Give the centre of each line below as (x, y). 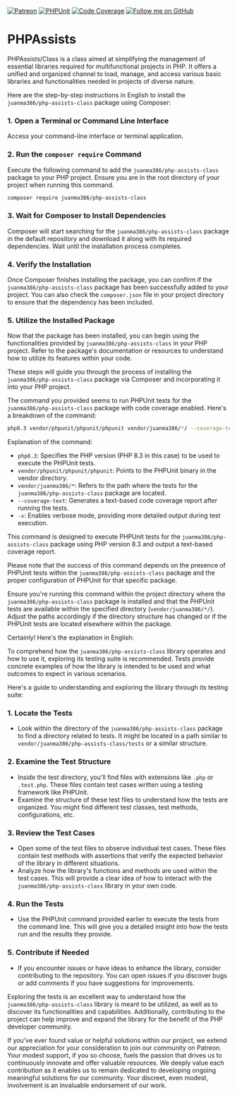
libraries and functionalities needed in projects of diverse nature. (101, 81)
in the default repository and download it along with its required (99, 238)
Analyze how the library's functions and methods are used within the (117, 871)
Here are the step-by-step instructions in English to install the (96, 94)
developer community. (40, 1027)
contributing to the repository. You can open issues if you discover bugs (122, 975)
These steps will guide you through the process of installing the (99, 372)
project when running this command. (61, 185)
